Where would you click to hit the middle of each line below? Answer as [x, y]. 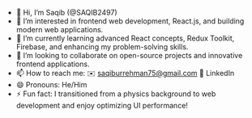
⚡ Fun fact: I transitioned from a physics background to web [116, 94]
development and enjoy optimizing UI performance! [102, 105]
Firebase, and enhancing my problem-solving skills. [102, 47]
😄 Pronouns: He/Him [51, 84]
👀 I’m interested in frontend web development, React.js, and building [130, 21]
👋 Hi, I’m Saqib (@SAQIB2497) [66, 13]
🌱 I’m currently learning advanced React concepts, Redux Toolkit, [125, 38]
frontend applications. [53, 64]
